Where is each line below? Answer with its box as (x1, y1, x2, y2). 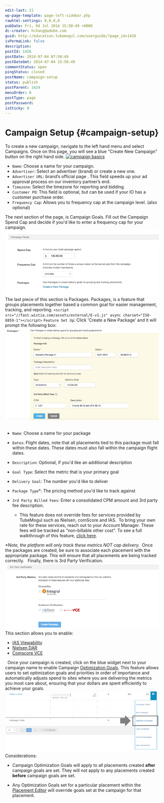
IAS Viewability (12, 640, 42, 645)
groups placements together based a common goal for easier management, (5, 301, 157, 307)
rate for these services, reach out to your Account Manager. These (19, 522, 154, 528)
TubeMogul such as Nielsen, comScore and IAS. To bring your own (19, 517, 156, 523)
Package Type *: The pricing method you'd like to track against (12, 488, 136, 494)
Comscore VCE (12, 650, 43, 656)
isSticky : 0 (5, 105, 29, 111)
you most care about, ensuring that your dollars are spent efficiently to (5, 680, 147, 686)
